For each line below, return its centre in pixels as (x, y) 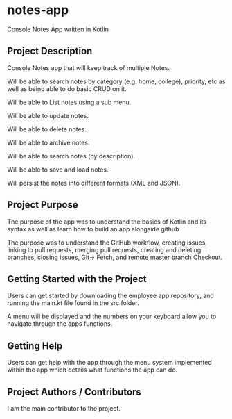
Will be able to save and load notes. (58, 170)
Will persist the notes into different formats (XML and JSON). (94, 183)
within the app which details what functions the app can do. (92, 370)
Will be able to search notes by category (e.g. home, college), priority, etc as (116, 81)
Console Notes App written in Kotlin (58, 29)
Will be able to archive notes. (48, 142)
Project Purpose (43, 205)
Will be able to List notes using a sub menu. (69, 102)
